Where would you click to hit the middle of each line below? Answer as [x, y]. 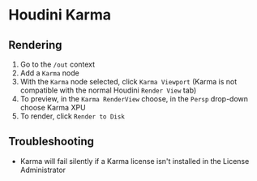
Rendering [35, 45]
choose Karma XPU [53, 108]
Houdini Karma [60, 15]
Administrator [43, 170]
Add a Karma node [49, 73]
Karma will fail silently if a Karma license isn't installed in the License [135, 161]
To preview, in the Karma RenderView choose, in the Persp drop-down [134, 99]
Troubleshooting [51, 142]
